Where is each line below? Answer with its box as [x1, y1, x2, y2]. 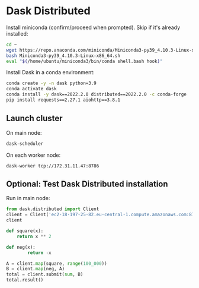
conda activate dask [6, 86, 57, 92]
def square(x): [6, 228, 44, 234]
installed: [6, 30, 28, 37]
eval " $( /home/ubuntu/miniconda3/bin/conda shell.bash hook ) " [6, 58, 163, 64]
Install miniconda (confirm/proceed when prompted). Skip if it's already [6, 24, 181, 31]
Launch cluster [6, 113, 63, 124]
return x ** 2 [17, 233, 52, 239]
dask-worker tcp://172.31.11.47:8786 [6, 163, 99, 169]
